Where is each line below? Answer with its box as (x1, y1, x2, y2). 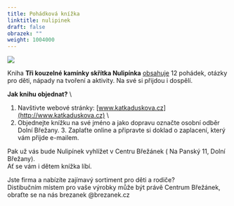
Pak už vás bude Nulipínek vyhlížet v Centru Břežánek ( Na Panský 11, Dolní (7, 147, 226, 155)
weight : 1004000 (7, 37, 55, 44)
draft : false (7, 23, 46, 30)
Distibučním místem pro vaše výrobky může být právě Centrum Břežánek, (7, 184, 221, 192)
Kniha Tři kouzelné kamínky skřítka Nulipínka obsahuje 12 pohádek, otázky (7, 69, 228, 77)
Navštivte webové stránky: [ (17, 103, 99, 112)
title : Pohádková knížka (7, 10, 80, 18)
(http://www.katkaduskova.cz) (17, 111, 105, 120)
